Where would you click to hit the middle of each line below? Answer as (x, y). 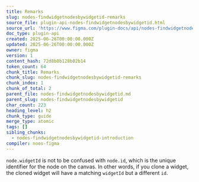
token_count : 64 (26, 66)
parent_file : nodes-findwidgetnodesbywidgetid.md (69, 94)
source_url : (21, 28)
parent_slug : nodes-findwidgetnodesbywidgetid (65, 99)
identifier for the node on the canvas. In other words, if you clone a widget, (97, 167)
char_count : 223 (26, 105)
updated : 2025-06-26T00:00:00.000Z (50, 45)
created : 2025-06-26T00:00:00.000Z (50, 39)
